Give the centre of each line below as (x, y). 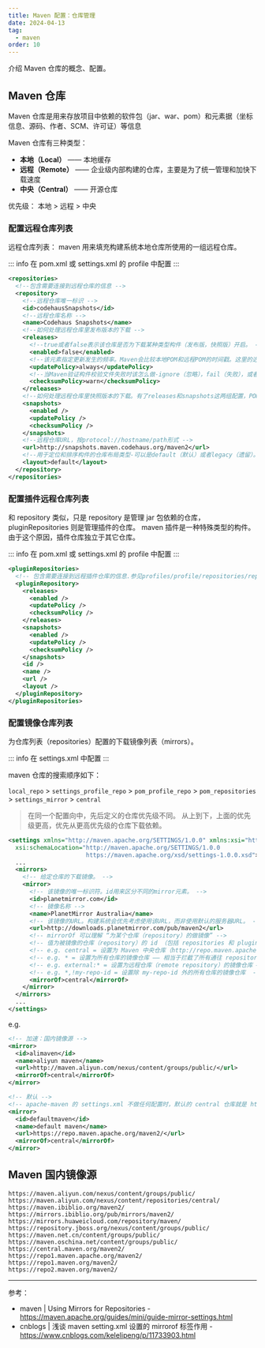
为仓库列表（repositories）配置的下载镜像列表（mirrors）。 (103, 741)
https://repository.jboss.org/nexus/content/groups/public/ (109, 1228)
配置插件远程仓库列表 (49, 498)
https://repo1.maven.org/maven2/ (63, 1263)
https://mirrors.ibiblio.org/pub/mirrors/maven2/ (91, 1214)
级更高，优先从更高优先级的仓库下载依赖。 (97, 825)
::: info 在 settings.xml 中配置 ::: (59, 758)
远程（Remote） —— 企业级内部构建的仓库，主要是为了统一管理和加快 (134, 169)
